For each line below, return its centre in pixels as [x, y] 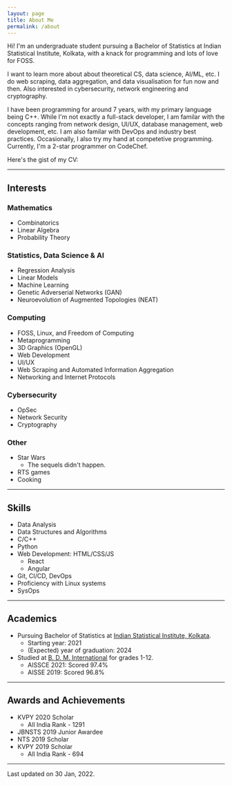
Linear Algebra [38, 230]
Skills [19, 508]
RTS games [33, 472]
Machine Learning [43, 285]
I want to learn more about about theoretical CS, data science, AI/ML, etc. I [113, 74]
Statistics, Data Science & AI [56, 255]
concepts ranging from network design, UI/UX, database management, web [115, 124]
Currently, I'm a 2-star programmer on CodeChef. [78, 147]
